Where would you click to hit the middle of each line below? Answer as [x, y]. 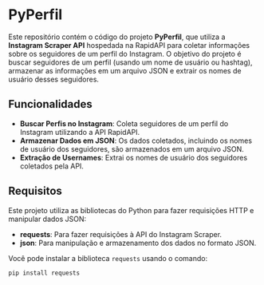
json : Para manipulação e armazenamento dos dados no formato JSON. [138, 243]
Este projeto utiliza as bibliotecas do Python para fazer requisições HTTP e [131, 210]
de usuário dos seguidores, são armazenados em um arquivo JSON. [132, 148]
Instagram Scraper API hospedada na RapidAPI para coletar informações [129, 45]
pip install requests [44, 273]
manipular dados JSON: [47, 219]
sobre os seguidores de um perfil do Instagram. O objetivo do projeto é [125, 53]
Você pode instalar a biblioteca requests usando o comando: [108, 258]
